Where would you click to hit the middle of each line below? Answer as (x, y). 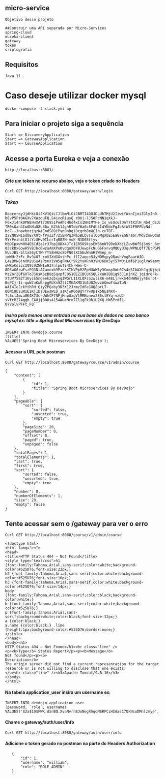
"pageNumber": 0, (40, 431)
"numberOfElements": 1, (38, 496)
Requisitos (22, 65)
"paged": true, (38, 440)
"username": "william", (45, 762)
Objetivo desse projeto (29, 19)
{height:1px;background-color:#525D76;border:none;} (60, 630)
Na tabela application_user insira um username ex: (58, 692)
